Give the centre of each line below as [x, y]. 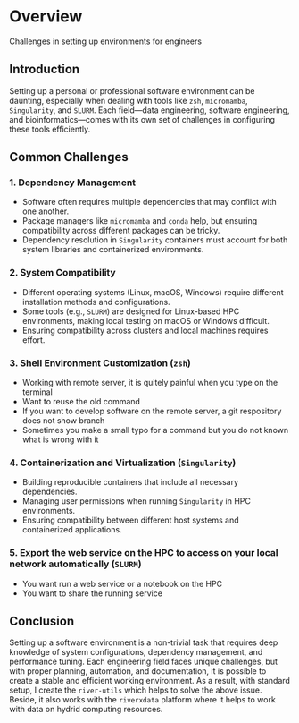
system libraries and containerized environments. [113, 250]
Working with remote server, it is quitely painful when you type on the [150, 383]
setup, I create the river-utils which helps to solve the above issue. [136, 690]
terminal [37, 392]
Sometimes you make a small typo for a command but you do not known [155, 430]
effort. [33, 340]
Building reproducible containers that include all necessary [130, 482]
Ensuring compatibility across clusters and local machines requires [145, 330]
